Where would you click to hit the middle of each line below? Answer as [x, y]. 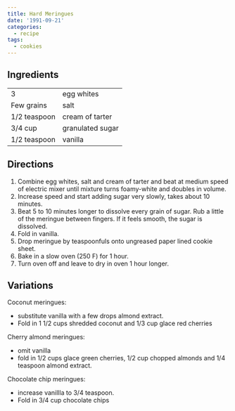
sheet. [27, 248]
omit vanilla [34, 351]
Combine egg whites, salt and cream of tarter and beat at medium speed [123, 181]
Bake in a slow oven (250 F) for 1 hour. [73, 256]
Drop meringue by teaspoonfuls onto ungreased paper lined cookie [115, 241]
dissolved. [32, 226]
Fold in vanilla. [38, 233]
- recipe [26, 33]
